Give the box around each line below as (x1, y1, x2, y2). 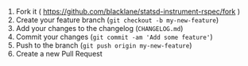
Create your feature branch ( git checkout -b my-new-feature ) (15, 15, 219, 25)
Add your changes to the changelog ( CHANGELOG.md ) (15, 24, 184, 33)
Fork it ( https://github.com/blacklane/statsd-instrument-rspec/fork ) (15, 7, 241, 16)
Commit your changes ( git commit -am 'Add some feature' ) (15, 32, 213, 41)
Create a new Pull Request (15, 49, 103, 58)
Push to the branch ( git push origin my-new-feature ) (15, 41, 192, 50)
